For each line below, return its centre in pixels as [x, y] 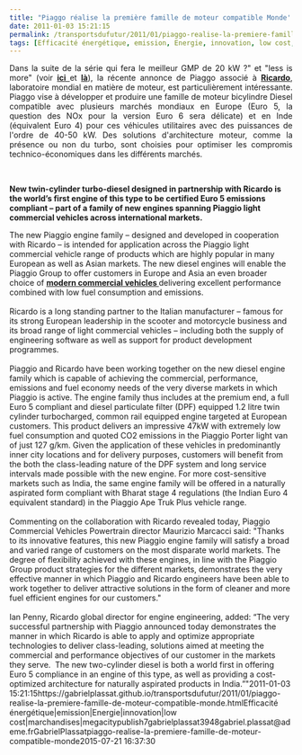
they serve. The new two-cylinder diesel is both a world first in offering [142, 665]
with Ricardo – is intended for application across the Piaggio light [129, 244]
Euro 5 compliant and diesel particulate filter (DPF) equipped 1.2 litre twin [145, 407]
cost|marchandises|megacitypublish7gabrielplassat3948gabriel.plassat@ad [150, 722]
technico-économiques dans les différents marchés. [106, 155]
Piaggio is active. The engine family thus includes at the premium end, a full [149, 397]
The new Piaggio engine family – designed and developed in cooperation [144, 235]
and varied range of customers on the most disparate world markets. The [145, 550]
